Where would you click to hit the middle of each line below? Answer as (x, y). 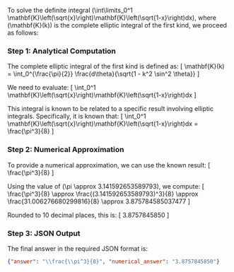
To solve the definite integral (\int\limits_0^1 (70, 10)
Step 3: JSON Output (44, 233)
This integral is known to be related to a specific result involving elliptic (111, 109)
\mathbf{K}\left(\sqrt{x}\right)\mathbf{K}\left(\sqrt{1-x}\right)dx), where (112, 18)
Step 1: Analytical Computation (62, 51)
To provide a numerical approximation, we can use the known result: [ (109, 165)
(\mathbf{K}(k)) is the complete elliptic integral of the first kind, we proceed (117, 25)
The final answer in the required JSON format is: (78, 248)
